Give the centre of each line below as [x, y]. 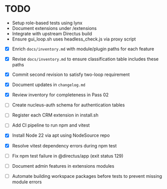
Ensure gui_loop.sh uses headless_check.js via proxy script [74, 39]
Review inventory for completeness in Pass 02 [60, 95]
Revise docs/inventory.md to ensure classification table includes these [85, 59]
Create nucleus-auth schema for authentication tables [68, 105]
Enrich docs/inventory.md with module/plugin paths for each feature [83, 49]
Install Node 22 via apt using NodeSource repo [61, 135]
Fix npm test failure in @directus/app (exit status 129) [68, 156]
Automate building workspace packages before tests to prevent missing [87, 176]
